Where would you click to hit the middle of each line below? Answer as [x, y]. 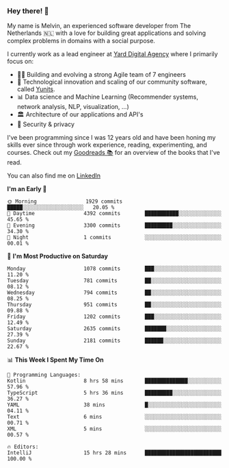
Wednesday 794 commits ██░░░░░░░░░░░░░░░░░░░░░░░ [114, 293]
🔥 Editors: [23, 447]
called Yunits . [36, 89]
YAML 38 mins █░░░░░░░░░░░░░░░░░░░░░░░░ [114, 405]
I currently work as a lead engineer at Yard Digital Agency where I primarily [112, 54]
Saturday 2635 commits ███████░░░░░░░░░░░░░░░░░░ [114, 329]
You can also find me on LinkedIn [54, 176]
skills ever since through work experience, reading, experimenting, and [107, 145]
